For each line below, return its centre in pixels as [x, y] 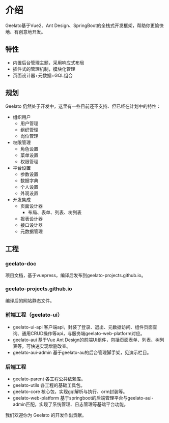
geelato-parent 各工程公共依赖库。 [49, 379]
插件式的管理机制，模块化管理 [44, 69]
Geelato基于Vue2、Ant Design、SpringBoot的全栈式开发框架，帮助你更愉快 [84, 25]
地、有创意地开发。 [25, 32]
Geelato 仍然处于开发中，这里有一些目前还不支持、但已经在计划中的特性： [83, 106]
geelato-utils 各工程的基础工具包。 [49, 385]
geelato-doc [21, 263]
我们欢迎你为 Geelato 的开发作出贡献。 [46, 415]
